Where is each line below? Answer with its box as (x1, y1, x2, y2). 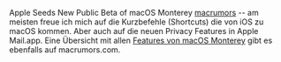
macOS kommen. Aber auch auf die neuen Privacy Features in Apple (9, 26, 259, 36)
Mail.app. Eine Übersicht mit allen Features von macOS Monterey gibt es (9, 35, 273, 45)
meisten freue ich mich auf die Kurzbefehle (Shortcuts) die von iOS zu (9, 17, 264, 27)
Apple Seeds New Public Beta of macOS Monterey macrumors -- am (9, 8, 259, 17)
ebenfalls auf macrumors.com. (9, 45, 121, 55)
